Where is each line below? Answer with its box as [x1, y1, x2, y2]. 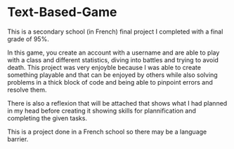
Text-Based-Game [7, 4, 117, 20]
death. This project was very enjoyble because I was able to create [7, 63, 202, 71]
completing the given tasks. [7, 113, 88, 122]
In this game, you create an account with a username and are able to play [7, 48, 220, 57]
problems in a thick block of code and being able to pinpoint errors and [7, 78, 213, 86]
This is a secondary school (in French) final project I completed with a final [7, 27, 223, 36]
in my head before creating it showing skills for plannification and [7, 106, 197, 115]
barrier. [7, 134, 29, 143]
